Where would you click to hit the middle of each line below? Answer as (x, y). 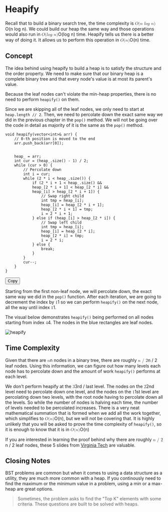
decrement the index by (30, 302)
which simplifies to (25, 418)
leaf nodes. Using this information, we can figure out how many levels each (83, 365)
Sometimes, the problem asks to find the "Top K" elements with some (89, 499)
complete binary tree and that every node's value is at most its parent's (79, 79)
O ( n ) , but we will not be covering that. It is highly (105, 418)
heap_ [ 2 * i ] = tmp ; (62, 236)
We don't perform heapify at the (38, 386)
